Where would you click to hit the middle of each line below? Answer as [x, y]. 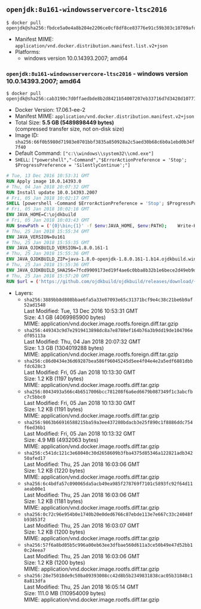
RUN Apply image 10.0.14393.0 [44, 181]
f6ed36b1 [35, 428]
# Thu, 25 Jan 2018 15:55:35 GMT [48, 242]
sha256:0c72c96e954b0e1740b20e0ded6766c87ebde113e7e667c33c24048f [108, 514]
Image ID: [27, 135]
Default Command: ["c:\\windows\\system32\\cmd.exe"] [84, 153]
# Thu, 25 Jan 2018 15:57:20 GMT [48, 276]
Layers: [24, 293]
